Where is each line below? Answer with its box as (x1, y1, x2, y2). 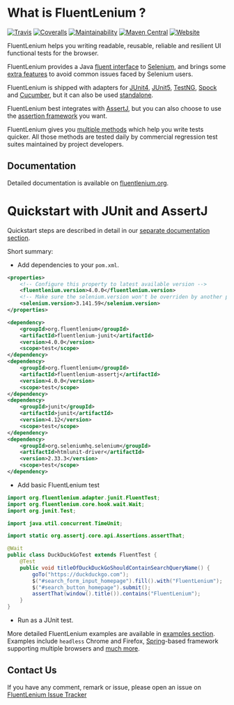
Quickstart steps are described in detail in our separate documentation (7, 226, 210, 234)
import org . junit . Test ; (7, 507, 77, 514)
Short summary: (7, 247, 54, 255)
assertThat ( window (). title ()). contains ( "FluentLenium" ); (32, 591, 201, 598)
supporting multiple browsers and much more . (7, 644, 141, 653)
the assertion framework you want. (7, 112, 108, 120)
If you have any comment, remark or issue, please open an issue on (7, 683, 202, 691)
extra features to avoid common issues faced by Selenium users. (7, 70, 194, 78)
